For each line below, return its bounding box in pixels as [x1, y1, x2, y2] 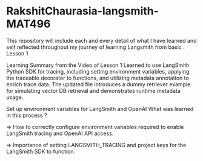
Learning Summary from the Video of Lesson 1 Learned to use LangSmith [6, 62, 190, 69]
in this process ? [6, 112, 47, 119]
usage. [6, 93, 24, 101]
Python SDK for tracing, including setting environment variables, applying [6, 68, 190, 75]
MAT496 [6, 17, 51, 31]
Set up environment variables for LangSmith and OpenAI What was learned [6, 105, 194, 112]
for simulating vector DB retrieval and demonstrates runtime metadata [6, 87, 181, 94]
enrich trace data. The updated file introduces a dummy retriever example [6, 80, 191, 88]
